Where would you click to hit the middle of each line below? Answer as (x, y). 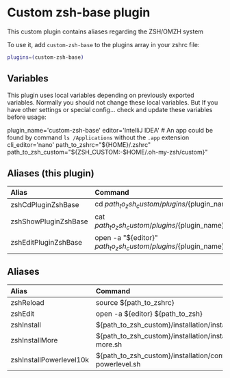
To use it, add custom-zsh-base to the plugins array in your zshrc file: (103, 44)
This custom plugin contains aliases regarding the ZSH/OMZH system (105, 31)
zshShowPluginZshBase (49, 221)
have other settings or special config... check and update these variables (110, 109)
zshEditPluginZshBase (47, 243)
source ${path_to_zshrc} (135, 302)
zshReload (27, 302)
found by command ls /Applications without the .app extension (98, 137)
